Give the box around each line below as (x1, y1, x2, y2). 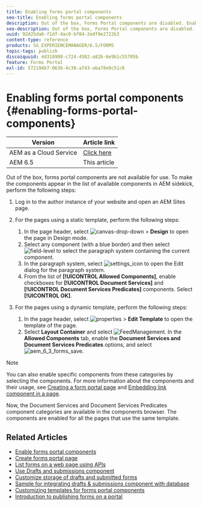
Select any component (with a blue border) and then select (23, 241, 170, 248)
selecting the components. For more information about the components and (6, 378, 194, 385)
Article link (83, 138, 115, 147)
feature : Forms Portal (6, 59, 63, 65)
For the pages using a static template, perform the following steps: (14, 217, 180, 224)
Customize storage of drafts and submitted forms (14, 474, 138, 481)
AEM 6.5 (9, 158, 34, 166)
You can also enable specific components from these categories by (6, 371, 174, 378)
